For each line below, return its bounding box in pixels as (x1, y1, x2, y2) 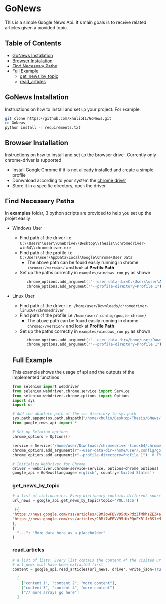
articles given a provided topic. (5, 24, 68, 30)
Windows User (12, 225, 42, 231)
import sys (12, 398, 35, 403)
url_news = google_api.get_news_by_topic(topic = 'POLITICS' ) (12, 498, 139, 503)
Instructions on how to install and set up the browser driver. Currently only (5, 152, 157, 158)
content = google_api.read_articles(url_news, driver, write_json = (12, 567, 154, 572)
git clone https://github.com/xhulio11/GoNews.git (5, 116, 112, 121)
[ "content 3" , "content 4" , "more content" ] (21, 585, 115, 590)
